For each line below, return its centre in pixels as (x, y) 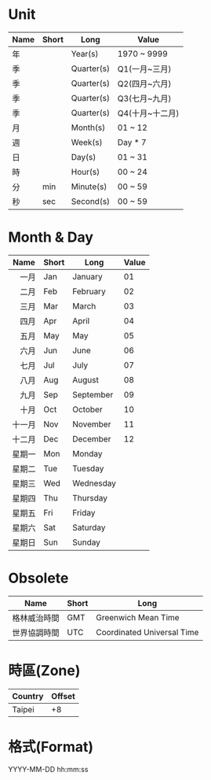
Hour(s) (85, 172)
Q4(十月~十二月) (148, 113)
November (91, 424)
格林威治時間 (36, 618)
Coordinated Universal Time (147, 632)
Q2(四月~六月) (144, 83)
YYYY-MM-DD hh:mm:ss (48, 769)
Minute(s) (89, 187)
